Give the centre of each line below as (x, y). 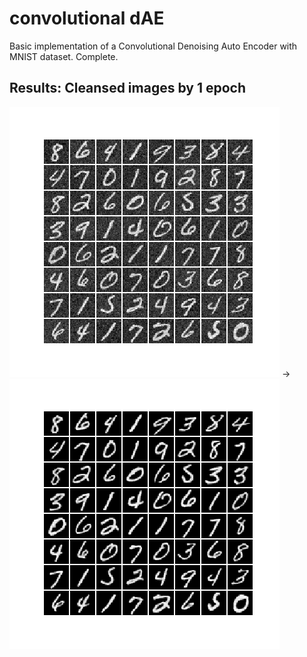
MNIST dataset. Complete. (64, 56)
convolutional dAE (87, 18)
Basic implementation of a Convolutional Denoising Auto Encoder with (153, 46)
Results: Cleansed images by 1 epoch (127, 88)
